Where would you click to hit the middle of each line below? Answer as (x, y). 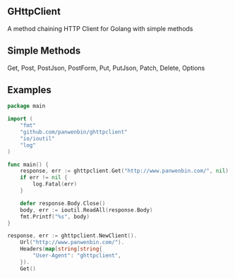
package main (26, 106)
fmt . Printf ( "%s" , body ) (55, 217)
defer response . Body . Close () (63, 203)
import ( (20, 119)
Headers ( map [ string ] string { (61, 249)
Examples (29, 90)
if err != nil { (44, 178)
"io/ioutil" (37, 138)
